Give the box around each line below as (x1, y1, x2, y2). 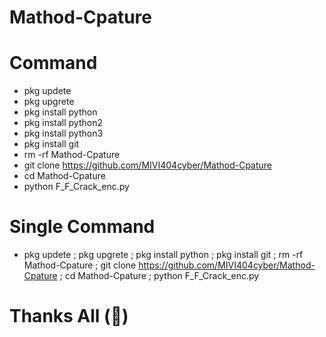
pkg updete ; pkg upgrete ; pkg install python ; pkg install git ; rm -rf (23, 249, 304, 261)
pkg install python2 (23, 117, 103, 129)
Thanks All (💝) (9, 305, 129, 328)
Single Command (9, 216, 156, 238)
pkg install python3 (23, 127, 104, 140)
